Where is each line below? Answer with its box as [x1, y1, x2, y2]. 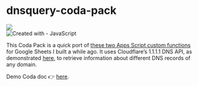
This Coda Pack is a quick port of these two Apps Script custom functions [6, 41, 191, 48]
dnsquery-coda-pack [6, 4, 117, 18]
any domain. [6, 61, 38, 68]
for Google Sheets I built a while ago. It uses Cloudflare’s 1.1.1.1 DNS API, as [6, 48, 193, 55]
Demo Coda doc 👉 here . [6, 73, 70, 80]
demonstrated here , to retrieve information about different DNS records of [6, 54, 191, 61]
